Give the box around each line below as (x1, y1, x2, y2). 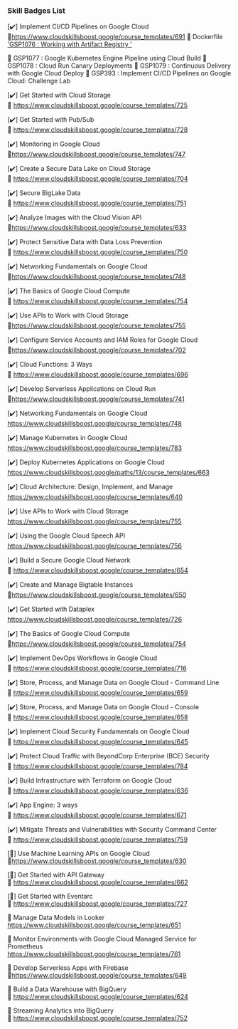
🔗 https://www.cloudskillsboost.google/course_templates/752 (7, 1014, 188, 1023)
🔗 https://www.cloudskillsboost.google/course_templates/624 (7, 993, 188, 1001)
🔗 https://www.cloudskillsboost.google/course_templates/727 (7, 899, 188, 908)
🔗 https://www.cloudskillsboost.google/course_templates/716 (7, 664, 187, 673)
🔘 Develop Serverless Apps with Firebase (7, 963, 129, 972)
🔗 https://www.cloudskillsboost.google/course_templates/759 (7, 835, 188, 844)
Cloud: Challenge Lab (7, 77, 71, 85)
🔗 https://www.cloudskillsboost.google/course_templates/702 (7, 346, 186, 355)
